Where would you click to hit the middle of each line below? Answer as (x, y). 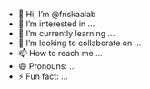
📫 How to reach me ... (60, 53)
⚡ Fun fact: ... (43, 76)
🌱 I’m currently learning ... (66, 33)
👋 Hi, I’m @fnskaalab (57, 14)
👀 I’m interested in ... (56, 24)
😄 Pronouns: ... (47, 66)
